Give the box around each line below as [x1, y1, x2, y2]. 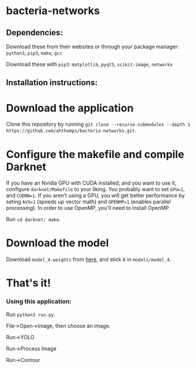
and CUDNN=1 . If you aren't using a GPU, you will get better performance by [6, 192, 185, 199]
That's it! [6, 276, 51, 290]
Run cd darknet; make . [6, 216, 61, 223]
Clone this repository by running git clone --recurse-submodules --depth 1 [6, 121, 191, 128]
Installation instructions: [6, 78, 98, 88]
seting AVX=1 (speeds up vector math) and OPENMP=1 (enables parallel [6, 198, 171, 205]
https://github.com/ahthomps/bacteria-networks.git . [6, 127, 137, 134]
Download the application [6, 101, 134, 115]
